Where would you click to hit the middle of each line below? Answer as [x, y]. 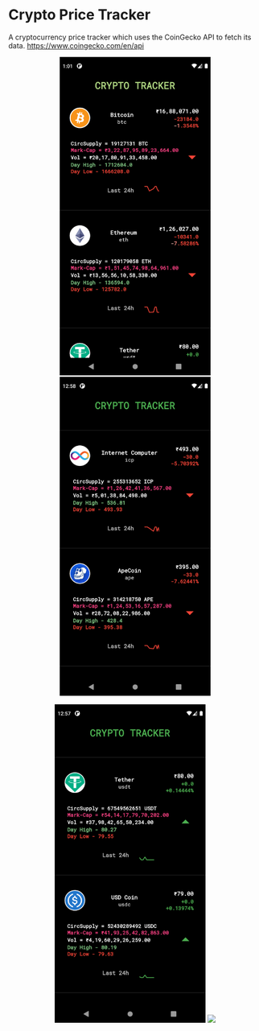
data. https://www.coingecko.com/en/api [76, 45]
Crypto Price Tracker [80, 15]
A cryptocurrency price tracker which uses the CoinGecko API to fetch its [130, 37]
